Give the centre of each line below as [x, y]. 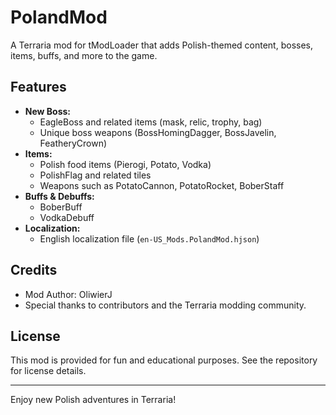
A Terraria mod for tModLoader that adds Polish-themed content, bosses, [162, 45]
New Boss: [48, 111]
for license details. [48, 371]
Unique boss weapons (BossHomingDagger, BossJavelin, [158, 132]
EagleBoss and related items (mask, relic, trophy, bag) [151, 122]
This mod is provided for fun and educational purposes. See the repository [164, 360]
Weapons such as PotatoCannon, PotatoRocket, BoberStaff [162, 185]
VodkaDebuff [67, 217]
